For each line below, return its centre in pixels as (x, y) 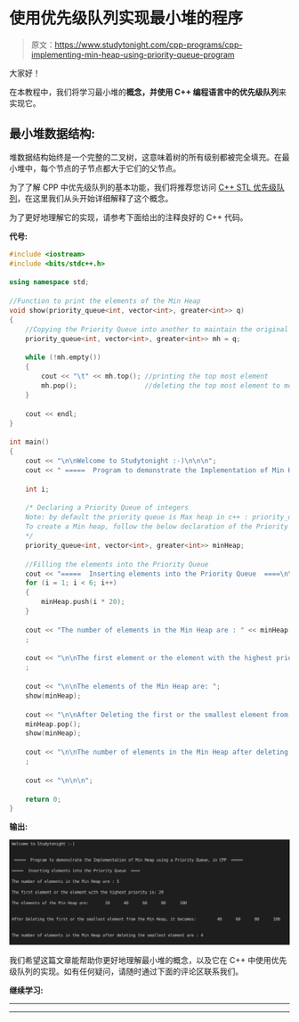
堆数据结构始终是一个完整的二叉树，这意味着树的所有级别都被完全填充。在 (145, 157)
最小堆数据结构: (53, 134)
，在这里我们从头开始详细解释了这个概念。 (95, 198)
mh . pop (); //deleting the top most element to (161, 386)
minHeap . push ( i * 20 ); (83, 602)
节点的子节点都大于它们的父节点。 (118, 168)
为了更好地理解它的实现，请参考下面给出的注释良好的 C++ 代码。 (129, 217)
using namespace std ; (49, 282)
